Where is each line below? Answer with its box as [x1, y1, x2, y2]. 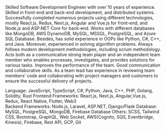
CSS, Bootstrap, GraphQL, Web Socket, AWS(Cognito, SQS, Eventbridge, [5, 114, 155, 120]
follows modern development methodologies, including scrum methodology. [5, 47, 162, 52]
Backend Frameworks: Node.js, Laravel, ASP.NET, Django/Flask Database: [5, 104, 158, 109]
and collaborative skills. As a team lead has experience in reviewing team [5, 67, 155, 73]
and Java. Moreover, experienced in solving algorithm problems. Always [5, 41, 153, 47]
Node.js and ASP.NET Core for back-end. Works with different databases [5, 25, 155, 31]
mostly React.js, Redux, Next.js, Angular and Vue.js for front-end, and [5, 20, 148, 26]
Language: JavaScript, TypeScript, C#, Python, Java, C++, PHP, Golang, [5, 88, 153, 93]
